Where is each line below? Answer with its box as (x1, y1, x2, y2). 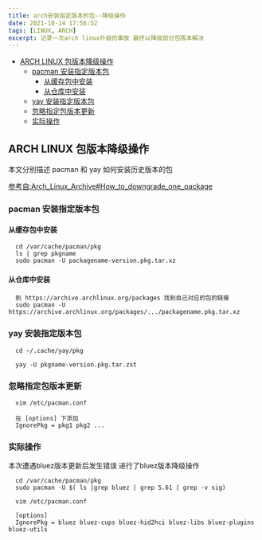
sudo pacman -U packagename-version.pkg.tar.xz (15, 256, 177, 265)
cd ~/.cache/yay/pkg (15, 346, 84, 354)
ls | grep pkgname (15, 250, 77, 258)
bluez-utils (8, 526, 48, 534)
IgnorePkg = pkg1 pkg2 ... (15, 421, 105, 429)
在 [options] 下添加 (15, 414, 79, 422)
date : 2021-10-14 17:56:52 (8, 19, 98, 27)
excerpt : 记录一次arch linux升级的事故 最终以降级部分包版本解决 (8, 33, 205, 42)
